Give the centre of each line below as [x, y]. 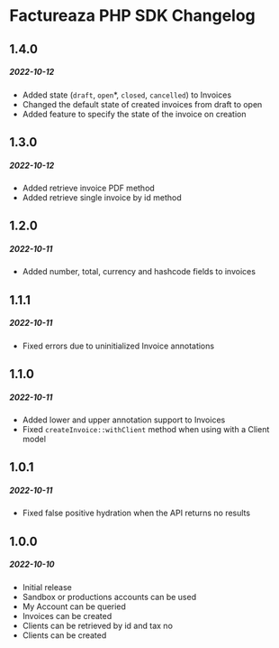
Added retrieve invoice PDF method [88, 188]
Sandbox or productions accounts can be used [109, 597]
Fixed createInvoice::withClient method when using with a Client [146, 429]
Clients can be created [64, 635]
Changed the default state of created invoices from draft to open [142, 104]
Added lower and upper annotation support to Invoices [124, 420]
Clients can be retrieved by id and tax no [98, 625]
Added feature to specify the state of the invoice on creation [134, 114]
